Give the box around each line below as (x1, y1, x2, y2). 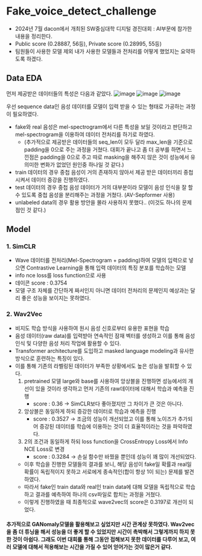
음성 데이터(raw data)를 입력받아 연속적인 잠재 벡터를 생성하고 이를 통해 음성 (14, 332, 195, 339)
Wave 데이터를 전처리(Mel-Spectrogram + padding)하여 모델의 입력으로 (14, 257, 188, 264)
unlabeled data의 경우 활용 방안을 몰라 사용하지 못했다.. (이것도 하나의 (14, 198, 181, 206)
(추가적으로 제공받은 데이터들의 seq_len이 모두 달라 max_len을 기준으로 (24, 138, 193, 146)
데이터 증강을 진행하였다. (31, 176, 89, 183)
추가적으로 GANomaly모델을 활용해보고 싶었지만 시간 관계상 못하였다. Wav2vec (6, 521, 195, 528)
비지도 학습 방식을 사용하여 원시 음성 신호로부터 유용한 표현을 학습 (14, 325, 170, 332)
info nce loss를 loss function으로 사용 (14, 272, 107, 279)
